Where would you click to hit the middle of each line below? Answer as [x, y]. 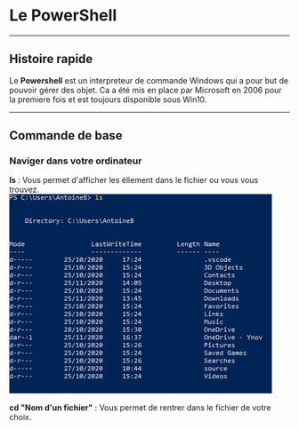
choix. [20, 417]
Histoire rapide [51, 59]
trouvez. [24, 190]
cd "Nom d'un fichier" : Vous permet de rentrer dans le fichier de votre [140, 408]
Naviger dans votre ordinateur [76, 161]
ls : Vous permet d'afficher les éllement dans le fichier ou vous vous [134, 180]
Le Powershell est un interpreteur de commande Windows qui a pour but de [149, 80]
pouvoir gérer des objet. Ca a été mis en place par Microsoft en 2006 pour [145, 90]
